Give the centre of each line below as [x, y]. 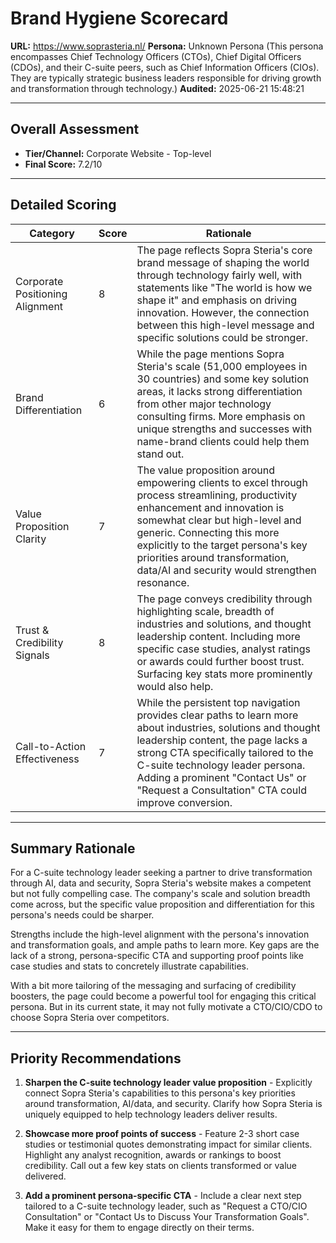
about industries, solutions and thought [228, 727]
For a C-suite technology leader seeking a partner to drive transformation [161, 873]
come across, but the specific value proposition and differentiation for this [162, 904]
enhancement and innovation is [210, 507]
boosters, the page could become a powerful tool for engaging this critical [163, 996]
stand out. [160, 454]
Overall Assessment [75, 129]
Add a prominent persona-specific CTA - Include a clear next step [163, 1196]
